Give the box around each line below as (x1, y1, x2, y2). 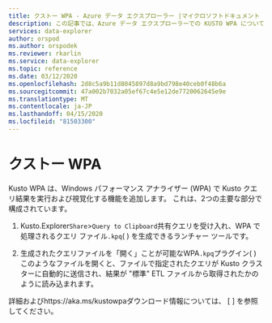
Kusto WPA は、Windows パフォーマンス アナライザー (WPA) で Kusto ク (8, 183, 251, 193)
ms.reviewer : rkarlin (8, 50, 82, 58)
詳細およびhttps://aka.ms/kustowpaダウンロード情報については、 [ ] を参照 (8, 295, 258, 305)
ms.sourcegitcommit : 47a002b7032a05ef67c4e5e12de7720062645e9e (8, 87, 227, 96)
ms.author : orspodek (8, 42, 79, 50)
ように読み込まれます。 (19, 278, 99, 288)
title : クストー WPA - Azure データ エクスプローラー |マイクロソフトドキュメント (8, 11, 261, 20)
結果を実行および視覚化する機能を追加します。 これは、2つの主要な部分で (15, 193, 263, 203)
